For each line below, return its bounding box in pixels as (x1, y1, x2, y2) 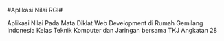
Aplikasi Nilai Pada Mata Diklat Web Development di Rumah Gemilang (7, 19, 203, 27)
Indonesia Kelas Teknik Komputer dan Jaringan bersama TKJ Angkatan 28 (7, 27, 218, 34)
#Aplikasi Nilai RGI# (7, 6, 63, 14)
